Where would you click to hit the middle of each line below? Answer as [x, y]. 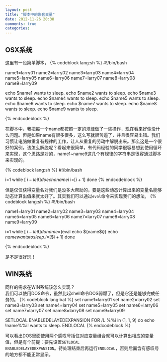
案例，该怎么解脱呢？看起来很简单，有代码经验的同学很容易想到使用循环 [88, 147]
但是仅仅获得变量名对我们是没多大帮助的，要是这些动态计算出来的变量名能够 [83, 189]
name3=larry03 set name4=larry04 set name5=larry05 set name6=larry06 [82, 305]
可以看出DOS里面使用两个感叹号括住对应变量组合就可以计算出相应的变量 [80, 336]
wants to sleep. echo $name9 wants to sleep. [52, 109]
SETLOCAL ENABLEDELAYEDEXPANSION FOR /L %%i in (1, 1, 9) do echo [80, 320]
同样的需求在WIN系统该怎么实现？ [40, 287]
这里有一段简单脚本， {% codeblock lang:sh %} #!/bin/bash [66, 62]
